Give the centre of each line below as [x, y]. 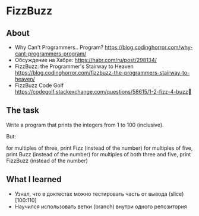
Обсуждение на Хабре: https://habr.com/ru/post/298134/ [86, 60]
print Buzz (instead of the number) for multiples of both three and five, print [99, 154]
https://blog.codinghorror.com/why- [149, 47]
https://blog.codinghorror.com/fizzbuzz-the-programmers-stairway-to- [102, 72]
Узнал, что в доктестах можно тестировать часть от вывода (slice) [99, 194]
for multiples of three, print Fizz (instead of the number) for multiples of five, [99, 148]
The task [23, 111]
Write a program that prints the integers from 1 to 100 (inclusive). [85, 125]
